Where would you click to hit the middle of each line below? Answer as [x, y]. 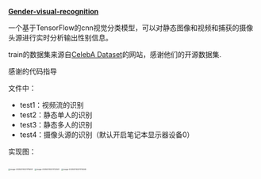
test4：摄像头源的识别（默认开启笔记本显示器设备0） [107, 135]
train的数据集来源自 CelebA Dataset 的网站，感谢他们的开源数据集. [115, 54]
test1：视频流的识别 [52, 105]
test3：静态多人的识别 [56, 125]
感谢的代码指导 [33, 71]
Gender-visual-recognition [54, 11]
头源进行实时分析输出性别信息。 [60, 38]
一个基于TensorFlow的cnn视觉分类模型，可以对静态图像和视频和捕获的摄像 [131, 28]
